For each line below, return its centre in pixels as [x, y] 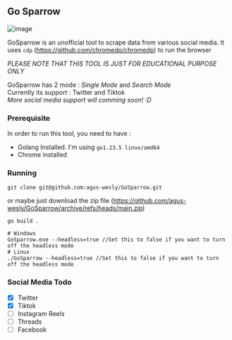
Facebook [32, 329]
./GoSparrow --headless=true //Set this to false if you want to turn [113, 258]
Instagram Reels [41, 313]
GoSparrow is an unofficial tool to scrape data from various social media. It [116, 42]
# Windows [22, 234]
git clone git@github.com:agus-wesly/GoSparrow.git [85, 188]
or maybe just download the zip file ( [61, 201]
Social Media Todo [39, 282]
